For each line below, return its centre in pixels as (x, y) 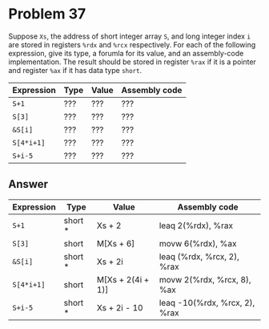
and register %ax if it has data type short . (75, 70)
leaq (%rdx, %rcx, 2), (199, 256)
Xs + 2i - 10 (120, 307)
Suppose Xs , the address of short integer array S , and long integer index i (129, 36)
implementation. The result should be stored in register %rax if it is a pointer (132, 62)
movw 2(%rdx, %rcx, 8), (205, 279)
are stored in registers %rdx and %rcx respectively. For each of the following (132, 44)
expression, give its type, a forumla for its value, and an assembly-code (126, 53)
